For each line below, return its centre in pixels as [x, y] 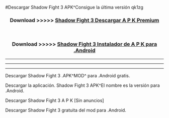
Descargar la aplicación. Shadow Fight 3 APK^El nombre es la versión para [82, 85]
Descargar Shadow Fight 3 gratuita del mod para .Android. [66, 110]
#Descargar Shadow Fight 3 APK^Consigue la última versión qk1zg [74, 7]
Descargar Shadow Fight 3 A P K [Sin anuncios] [55, 100]
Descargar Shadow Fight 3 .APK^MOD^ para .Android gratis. [68, 75]
